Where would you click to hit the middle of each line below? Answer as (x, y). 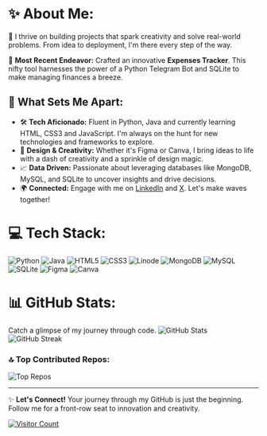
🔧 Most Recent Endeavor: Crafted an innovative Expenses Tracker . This (127, 60)
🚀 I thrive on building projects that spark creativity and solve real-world (124, 36)
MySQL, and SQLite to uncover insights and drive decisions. (118, 179)
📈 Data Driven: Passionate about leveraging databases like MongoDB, (135, 167)
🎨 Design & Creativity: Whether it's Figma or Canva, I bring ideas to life (137, 150)
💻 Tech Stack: (57, 233)
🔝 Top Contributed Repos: (59, 359)
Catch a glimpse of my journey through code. (82, 330)
